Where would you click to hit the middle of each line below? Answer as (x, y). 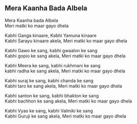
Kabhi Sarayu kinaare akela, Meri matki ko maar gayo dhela (66, 41)
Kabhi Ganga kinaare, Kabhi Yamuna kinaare (51, 35)
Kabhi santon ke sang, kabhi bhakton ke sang (52, 95)
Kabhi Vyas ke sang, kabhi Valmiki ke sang (49, 110)
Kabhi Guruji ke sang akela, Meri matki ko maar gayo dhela (65, 116)
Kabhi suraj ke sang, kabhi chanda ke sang (49, 80)
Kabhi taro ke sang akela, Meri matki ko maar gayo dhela (63, 86)
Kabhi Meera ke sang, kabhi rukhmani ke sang (53, 65)
